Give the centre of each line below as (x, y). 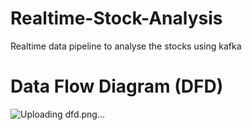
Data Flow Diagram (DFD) (117, 86)
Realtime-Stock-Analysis (116, 18)
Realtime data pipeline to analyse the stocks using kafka (126, 46)
